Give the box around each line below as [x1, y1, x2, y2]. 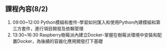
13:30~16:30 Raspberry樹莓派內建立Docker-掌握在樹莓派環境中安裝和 [12, 32, 158, 38]
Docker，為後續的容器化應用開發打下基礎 [17, 38, 103, 44]
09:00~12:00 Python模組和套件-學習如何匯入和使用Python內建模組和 [12, 19, 156, 25]
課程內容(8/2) [5, 5, 48, 14]
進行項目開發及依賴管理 [34, 25, 84, 31]
